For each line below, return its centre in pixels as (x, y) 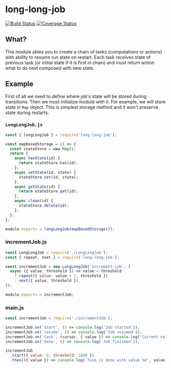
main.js (15, 307)
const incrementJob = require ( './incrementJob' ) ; (59, 318)
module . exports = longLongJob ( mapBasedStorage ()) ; (60, 229)
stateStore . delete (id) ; (44, 206)
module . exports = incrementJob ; (39, 294)
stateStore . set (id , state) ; (49, 177)
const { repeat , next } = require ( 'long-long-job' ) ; (62, 257)
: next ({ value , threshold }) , (48, 281)
